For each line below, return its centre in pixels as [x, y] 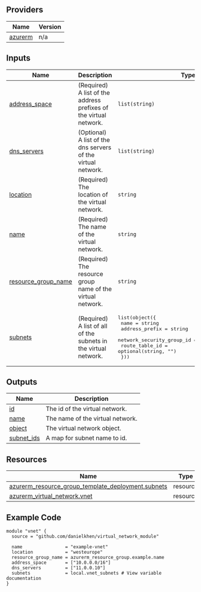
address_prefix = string [154, 329]
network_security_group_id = [157, 340]
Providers [25, 10]
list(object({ [137, 317]
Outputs [22, 382]
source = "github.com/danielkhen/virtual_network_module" [86, 537]
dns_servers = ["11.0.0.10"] [59, 568]
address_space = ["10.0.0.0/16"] [61, 563]
